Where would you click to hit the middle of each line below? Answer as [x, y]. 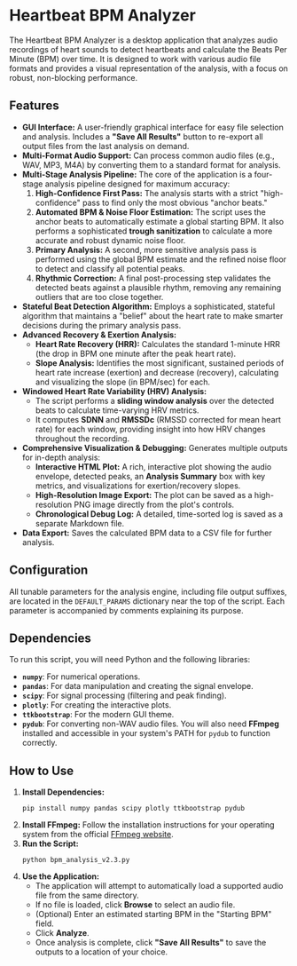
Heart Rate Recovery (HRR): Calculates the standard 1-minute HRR [158, 344]
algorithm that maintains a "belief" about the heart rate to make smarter [152, 315]
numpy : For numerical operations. [81, 677]
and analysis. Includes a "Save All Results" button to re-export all [142, 136]
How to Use [42, 770]
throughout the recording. [82, 438]
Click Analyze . [63, 933]
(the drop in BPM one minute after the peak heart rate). [136, 353]
